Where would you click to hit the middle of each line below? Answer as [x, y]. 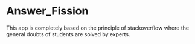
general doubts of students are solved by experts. [68, 34]
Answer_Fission [47, 11]
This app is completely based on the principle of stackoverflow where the [97, 28]
